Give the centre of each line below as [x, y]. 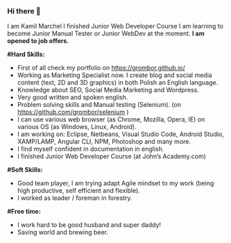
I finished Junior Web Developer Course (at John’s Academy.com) [112, 156]
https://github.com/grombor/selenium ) [73, 112]
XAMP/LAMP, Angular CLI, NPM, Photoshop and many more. [104, 142]
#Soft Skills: [25, 170]
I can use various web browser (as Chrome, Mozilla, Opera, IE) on [111, 119]
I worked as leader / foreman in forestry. [75, 198]
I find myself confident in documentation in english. [91, 149]
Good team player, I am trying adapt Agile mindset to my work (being [115, 183]
